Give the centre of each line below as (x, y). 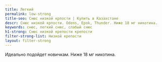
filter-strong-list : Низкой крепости (43, 37)
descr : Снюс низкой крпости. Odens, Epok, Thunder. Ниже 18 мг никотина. (81, 23)
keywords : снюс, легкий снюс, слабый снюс (49, 27)
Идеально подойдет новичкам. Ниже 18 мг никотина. (60, 54)
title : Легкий (19, 9)
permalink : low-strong (28, 14)
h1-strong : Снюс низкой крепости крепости (49, 32)
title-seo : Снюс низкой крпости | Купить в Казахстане (62, 18)
